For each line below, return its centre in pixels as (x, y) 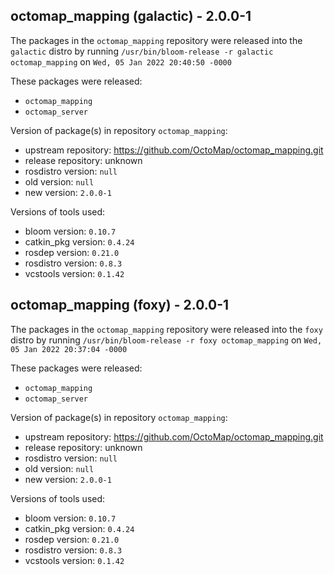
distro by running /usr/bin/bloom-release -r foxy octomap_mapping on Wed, (166, 340)
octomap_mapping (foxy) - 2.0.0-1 (120, 305)
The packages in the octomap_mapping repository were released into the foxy (166, 329)
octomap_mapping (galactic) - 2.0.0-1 (131, 16)
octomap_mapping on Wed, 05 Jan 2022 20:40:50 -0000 (121, 61)
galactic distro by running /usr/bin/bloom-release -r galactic (142, 51)
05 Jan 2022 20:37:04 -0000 (69, 349)
